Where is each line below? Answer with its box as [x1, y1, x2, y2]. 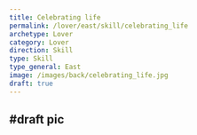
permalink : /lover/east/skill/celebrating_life [9, 21, 189, 30]
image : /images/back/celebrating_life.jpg [9, 71, 169, 80]
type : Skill [9, 54, 53, 63]
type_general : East [9, 63, 82, 72]
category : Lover [9, 37, 69, 47]
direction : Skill [9, 46, 74, 55]
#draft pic [9, 112, 65, 127]
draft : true [9, 79, 53, 88]
